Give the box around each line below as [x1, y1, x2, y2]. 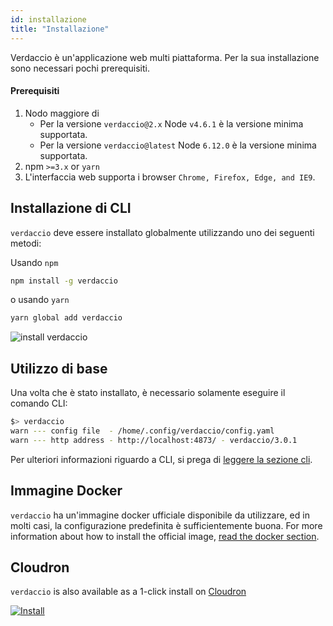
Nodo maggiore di [24, 107, 100, 119]
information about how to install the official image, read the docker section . [10, 530, 320, 542]
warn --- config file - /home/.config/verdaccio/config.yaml [10, 426, 275, 436]
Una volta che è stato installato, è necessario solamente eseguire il [10, 387, 286, 399]
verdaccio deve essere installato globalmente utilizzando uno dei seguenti [10, 226, 315, 238]
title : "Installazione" [10, 24, 110, 34]
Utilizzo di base [10, 360, 108, 377]
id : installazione [10, 14, 87, 25]
